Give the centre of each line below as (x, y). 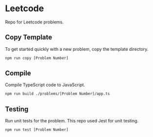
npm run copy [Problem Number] (37, 58)
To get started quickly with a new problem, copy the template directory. (77, 49)
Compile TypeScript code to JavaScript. (45, 85)
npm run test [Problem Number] (37, 130)
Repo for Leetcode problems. (34, 22)
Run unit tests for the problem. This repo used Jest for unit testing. (72, 121)
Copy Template (29, 37)
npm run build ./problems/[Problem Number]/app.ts (57, 94)
